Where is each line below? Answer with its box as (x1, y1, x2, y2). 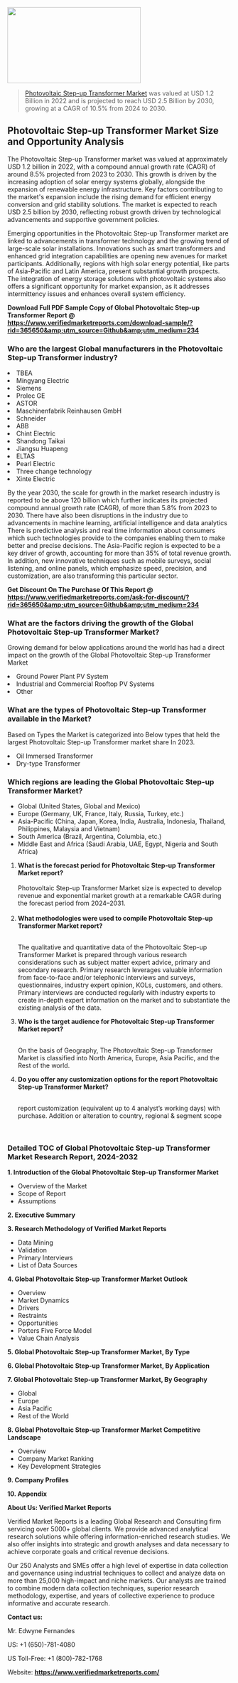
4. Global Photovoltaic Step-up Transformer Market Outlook (7, 1275, 188, 1284)
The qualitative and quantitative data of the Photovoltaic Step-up (17, 943, 207, 951)
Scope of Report (17, 1189, 66, 1198)
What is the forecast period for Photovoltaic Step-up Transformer (17, 861, 215, 870)
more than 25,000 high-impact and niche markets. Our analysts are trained (7, 1576, 227, 1585)
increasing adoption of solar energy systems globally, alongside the (7, 177, 206, 186)
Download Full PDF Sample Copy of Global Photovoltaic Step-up (7, 303, 200, 312)
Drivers (17, 1304, 40, 1312)
